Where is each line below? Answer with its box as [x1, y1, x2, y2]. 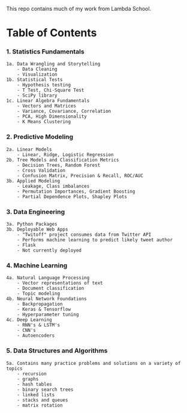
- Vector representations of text [17, 280, 103, 286]
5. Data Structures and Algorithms [6, 346, 108, 355]
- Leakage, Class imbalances [17, 183, 90, 189]
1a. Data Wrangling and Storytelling [6, 61, 101, 67]
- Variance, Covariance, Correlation [17, 108, 111, 115]
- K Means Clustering [17, 119, 71, 125]
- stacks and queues [17, 397, 68, 403]
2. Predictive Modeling [6, 133, 74, 141]
